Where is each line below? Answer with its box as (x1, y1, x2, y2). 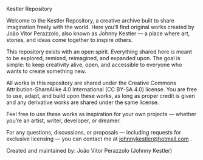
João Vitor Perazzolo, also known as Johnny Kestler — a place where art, (6, 30, 190, 37)
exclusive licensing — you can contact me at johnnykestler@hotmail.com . (6, 135, 192, 142)
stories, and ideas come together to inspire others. (6, 37, 133, 43)
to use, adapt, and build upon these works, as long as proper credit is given (6, 92, 196, 99)
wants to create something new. (6, 68, 86, 75)
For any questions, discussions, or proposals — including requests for (6, 129, 181, 136)
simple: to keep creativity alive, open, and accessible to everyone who (6, 61, 182, 68)
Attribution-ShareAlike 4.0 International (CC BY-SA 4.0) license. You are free (6, 86, 198, 93)
